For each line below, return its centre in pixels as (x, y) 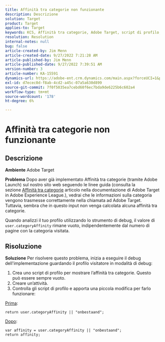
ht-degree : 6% (20, 101)
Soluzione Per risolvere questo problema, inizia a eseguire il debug (73, 258)
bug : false (16, 46)
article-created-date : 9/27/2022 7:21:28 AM (51, 55)
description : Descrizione (31, 14)
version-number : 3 (24, 69)
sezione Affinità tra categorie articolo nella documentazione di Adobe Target (82, 190)
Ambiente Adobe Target (30, 170)
